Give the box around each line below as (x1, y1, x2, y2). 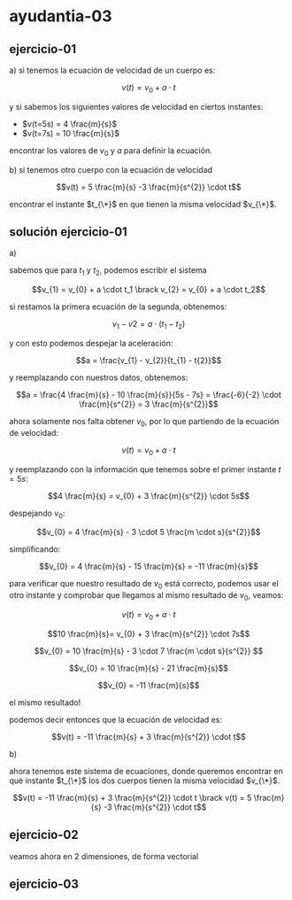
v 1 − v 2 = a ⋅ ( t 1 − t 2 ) (111, 319, 186, 331)
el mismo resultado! (9, 697, 81, 708)
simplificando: (9, 544, 61, 555)
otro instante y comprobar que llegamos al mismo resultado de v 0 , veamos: (9, 590, 284, 602)
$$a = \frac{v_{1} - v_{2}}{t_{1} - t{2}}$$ (75, 355, 222, 365)
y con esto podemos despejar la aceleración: (9, 338, 173, 348)
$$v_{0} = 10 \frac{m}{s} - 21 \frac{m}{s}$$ (69, 663, 228, 673)
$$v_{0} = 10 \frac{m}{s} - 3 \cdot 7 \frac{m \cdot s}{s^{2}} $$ (34, 645, 264, 656)
